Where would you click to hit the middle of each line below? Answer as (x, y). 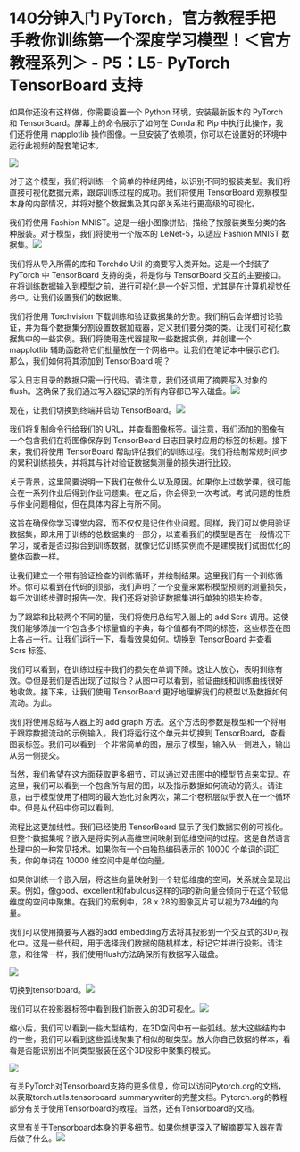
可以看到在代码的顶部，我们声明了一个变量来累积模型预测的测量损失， (162, 586)
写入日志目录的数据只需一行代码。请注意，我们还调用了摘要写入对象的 (138, 380)
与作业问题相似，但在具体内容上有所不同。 (87, 504)
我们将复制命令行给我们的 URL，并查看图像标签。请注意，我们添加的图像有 (147, 429)
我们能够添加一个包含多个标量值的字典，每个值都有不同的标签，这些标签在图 (150, 627)
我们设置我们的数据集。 (83, 297)
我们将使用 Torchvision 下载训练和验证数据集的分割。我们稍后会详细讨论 (142, 316)
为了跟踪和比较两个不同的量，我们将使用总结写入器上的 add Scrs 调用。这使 (149, 617)
